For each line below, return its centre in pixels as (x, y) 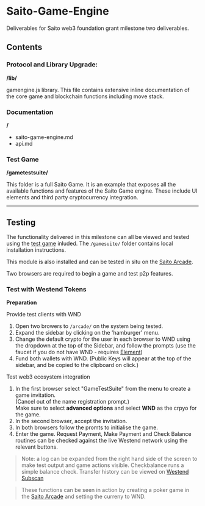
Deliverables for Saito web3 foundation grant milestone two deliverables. (98, 28)
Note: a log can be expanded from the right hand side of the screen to (109, 459)
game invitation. (35, 395)
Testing (21, 222)
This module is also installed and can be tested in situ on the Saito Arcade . (100, 262)
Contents (24, 47)
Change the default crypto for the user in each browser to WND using (103, 339)
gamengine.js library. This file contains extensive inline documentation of (98, 90)
